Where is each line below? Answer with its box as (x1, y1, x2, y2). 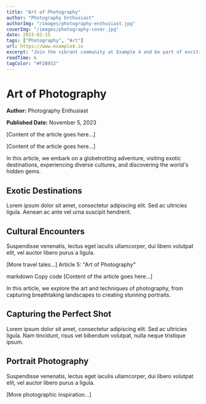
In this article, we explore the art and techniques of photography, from (6, 285, 184, 292)
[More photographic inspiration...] (6, 390, 92, 398)
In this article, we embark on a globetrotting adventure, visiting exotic (6, 155, 181, 162)
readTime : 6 (6, 55, 37, 61)
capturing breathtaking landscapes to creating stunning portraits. (6, 291, 171, 298)
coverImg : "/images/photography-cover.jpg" (6, 26, 120, 33)
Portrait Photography (6, 356, 89, 367)
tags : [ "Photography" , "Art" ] (6, 37, 84, 44)
